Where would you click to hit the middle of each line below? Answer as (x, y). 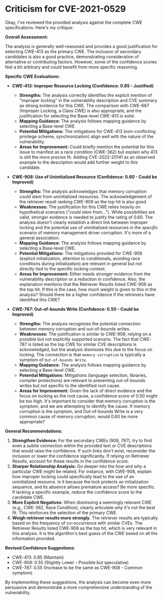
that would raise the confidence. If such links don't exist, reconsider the (84, 450)
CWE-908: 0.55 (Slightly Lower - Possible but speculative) (70, 562)
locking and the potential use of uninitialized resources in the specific (89, 227)
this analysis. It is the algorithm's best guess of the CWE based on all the (85, 533)
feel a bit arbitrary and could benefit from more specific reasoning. (72, 67)
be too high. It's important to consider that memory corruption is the (87, 401)
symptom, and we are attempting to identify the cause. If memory (85, 406)
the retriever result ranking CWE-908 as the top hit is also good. (83, 201)
